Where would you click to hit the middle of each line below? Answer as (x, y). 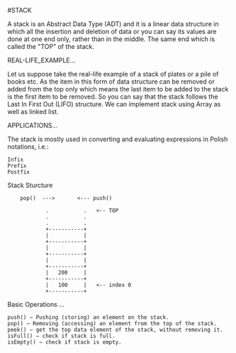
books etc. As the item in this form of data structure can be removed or (111, 82)
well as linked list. (33, 112)
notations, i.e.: (28, 147)
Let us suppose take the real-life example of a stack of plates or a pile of (113, 74)
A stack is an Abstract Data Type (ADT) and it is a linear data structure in (113, 24)
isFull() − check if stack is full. (61, 336)
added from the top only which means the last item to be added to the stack (118, 89)
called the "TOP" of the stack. (51, 46)
